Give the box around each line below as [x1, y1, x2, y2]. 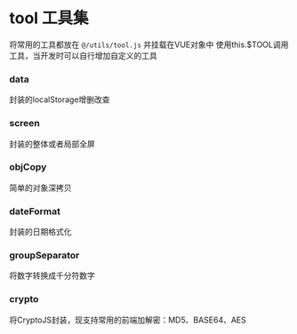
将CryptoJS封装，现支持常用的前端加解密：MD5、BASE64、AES [9, 314, 247, 325]
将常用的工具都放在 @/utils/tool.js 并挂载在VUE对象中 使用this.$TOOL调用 [9, 39, 289, 50]
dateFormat [9, 205, 60, 218]
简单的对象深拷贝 [9, 182, 72, 193]
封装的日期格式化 [9, 227, 72, 237]
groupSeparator [9, 250, 80, 262]
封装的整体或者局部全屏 [9, 139, 95, 149]
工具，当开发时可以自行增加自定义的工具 [9, 50, 157, 60]
